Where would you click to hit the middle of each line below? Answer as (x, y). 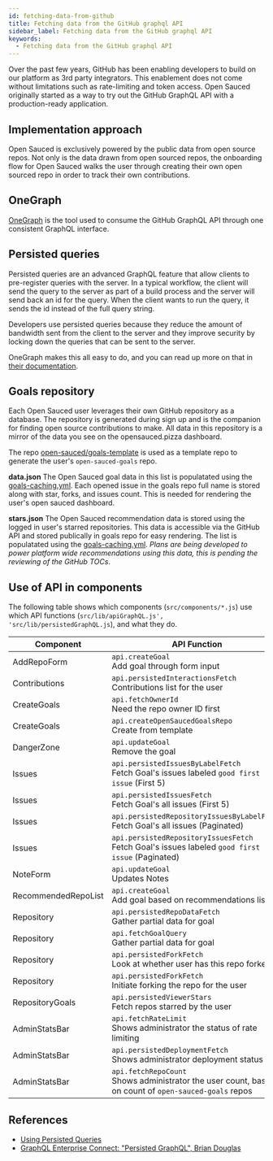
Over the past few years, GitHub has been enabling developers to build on (132, 69)
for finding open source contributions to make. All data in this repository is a (135, 428)
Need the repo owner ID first (166, 709)
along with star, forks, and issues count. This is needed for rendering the (130, 494)
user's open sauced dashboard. (62, 503)
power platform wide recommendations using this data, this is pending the (133, 553)
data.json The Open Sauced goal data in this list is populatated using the (131, 477)
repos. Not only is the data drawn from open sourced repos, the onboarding (135, 157)
